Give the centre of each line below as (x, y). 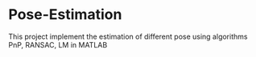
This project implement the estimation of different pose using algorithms (128, 36)
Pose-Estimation (65, 15)
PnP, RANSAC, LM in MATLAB (58, 44)
